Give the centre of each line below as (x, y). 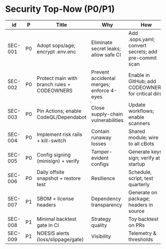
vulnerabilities (107, 120)
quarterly (139, 184)
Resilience (103, 178)
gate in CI (48, 225)
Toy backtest (143, 219)
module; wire (143, 137)
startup (137, 164)
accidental (103, 78)
